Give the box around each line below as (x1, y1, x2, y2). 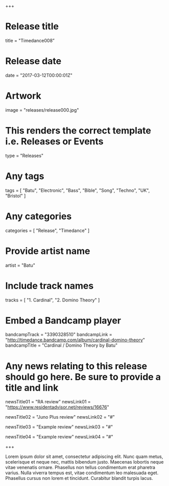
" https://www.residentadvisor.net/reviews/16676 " (5, 404, 110, 411)
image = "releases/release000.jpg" (5, 107, 79, 113)
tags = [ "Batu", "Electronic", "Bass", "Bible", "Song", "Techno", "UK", (5, 187, 150, 193)
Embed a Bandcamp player (5, 315, 122, 326)
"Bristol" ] (5, 192, 26, 199)
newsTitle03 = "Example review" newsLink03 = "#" (5, 424, 113, 430)
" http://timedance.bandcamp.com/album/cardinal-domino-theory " (5, 337, 146, 343)
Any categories (5, 210, 72, 222)
